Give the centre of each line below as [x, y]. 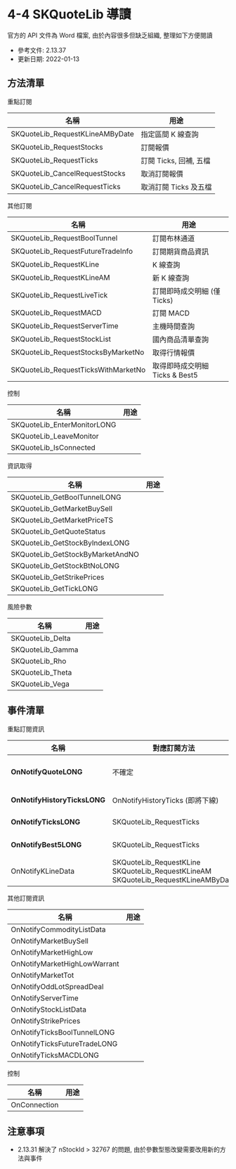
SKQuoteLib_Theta [41, 672]
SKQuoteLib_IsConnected [53, 447]
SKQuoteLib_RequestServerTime [65, 325]
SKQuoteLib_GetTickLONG [54, 588]
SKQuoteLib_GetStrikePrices [58, 577]
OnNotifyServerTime [45, 997]
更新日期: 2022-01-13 [48, 59]
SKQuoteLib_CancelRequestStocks [68, 173]
